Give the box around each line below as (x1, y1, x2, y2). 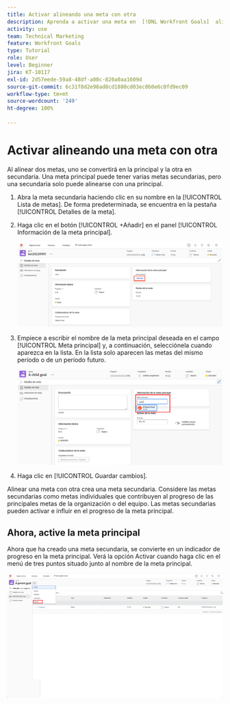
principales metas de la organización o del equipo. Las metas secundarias (7, 500, 216, 508)
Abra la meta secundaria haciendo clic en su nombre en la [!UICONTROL (16, 192, 222, 201)
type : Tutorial (7, 47, 51, 54)
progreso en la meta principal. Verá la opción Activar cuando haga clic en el (7, 552, 221, 561)
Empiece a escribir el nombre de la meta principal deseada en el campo (16, 334, 220, 342)
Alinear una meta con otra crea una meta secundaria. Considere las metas (7, 485, 216, 493)
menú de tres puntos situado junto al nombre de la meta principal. (7, 560, 193, 568)
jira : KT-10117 (7, 68, 51, 75)
